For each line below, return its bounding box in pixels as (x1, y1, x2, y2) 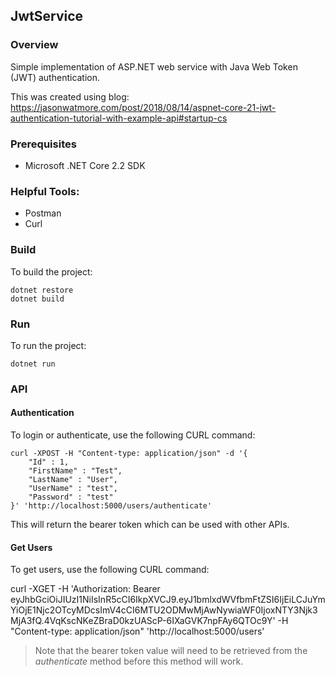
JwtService (10, 8, 84, 25)
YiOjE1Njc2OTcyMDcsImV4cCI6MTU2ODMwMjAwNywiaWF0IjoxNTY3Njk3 (10, 604, 318, 616)
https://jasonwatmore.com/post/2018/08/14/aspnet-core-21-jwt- (10, 101, 277, 113)
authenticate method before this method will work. (34, 655, 244, 668)
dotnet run (10, 359, 56, 369)
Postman (24, 207, 62, 219)
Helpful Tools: (10, 184, 80, 198)
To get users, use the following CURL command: (10, 564, 210, 576)
